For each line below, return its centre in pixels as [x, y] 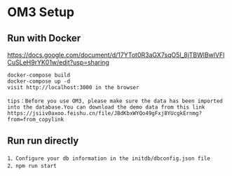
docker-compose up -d [39, 81]
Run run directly [43, 141]
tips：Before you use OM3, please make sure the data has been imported [115, 101]
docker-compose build [39, 75]
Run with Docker [44, 38]
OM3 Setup [41, 12]
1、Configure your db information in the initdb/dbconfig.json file [109, 158]
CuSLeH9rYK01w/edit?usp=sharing [59, 62]
